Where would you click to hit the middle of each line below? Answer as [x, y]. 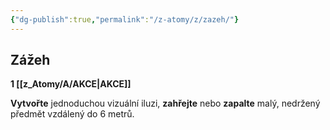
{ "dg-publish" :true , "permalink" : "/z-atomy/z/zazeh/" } [125, 19]
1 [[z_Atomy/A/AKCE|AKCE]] [71, 84]
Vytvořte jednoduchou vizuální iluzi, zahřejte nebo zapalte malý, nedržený [165, 103]
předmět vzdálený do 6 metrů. [72, 114]
